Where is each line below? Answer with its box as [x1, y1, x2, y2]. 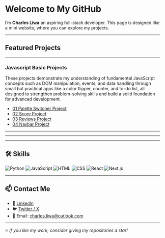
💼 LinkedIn [12, 200, 34, 206]
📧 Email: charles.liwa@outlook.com [12, 212, 83, 219]
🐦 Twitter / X [12, 206, 39, 212]
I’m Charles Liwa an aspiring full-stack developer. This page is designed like [5, 20, 160, 26]
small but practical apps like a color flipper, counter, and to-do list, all [5, 86, 145, 92]
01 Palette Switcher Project [12, 106, 67, 111]
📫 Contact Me [5, 185, 51, 193]
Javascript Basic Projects [5, 64, 67, 71]
